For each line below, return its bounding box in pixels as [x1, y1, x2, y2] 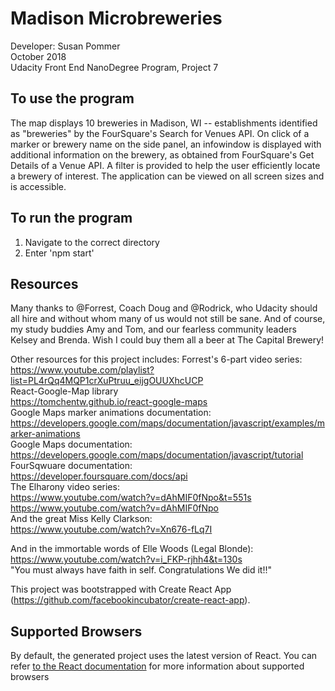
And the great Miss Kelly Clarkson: [10, 513, 153, 525]
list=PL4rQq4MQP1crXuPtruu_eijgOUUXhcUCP [10, 375, 204, 387]
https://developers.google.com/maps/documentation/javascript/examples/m [10, 417, 325, 429]
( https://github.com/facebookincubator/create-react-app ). [10, 594, 251, 606]
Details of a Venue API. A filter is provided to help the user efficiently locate [10, 159, 321, 171]
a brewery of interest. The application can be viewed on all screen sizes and [10, 170, 325, 182]
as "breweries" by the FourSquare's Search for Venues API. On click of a [10, 127, 310, 139]
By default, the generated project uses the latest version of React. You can [10, 650, 318, 662]
